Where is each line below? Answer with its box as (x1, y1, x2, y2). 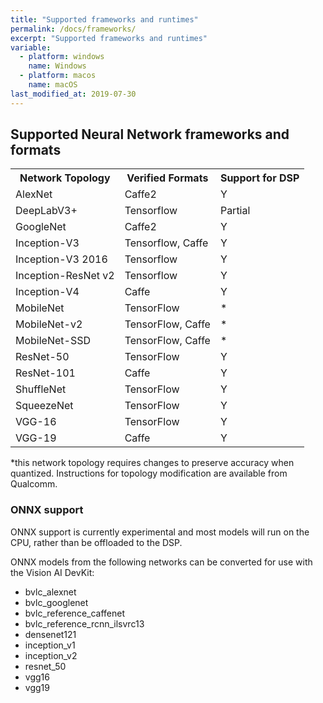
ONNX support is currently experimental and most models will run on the (10, 526, 310, 538)
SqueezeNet (15, 399, 74, 413)
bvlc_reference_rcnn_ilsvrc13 (24, 617, 145, 630)
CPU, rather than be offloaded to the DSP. (10, 536, 183, 548)
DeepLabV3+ (15, 204, 78, 218)
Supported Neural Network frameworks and (10, 126, 290, 143)
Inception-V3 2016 (15, 252, 108, 266)
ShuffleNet (15, 382, 67, 396)
